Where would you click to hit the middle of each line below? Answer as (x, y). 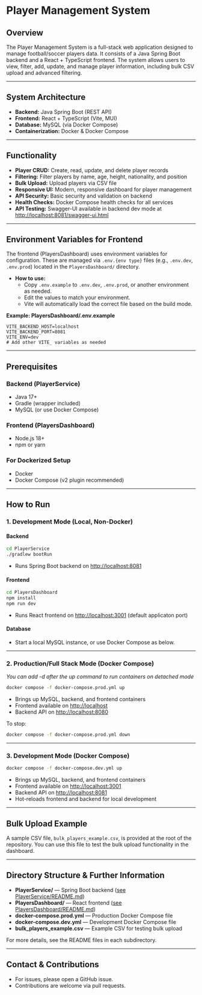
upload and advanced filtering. (44, 73)
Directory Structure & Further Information (86, 875)
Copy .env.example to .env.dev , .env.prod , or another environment (106, 285)
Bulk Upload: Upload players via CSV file (66, 183)
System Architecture (46, 97)
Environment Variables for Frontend (75, 239)
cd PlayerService (28, 549)
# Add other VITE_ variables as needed (56, 343)
